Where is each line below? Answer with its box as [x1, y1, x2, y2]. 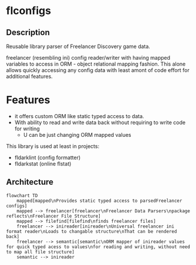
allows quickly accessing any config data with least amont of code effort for [6, 67, 190, 74]
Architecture [6, 177, 54, 187]
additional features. [6, 73, 53, 80]
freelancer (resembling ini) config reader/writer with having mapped [6, 54, 171, 61]
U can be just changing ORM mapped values [23, 131, 131, 138]
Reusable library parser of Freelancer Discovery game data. [6, 43, 151, 50]
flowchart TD [6, 192, 38, 198]
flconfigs [6, 4, 52, 18]
